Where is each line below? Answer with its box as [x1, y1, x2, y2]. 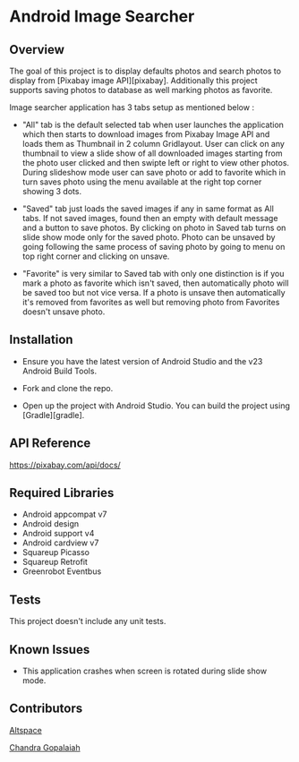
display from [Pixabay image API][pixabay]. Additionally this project [9, 75, 258, 86]
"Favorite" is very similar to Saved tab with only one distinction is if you [21, 269, 285, 278]
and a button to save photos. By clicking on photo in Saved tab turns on [21, 222, 286, 233]
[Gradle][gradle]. [21, 409, 85, 420]
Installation [9, 332, 73, 347]
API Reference [9, 436, 91, 451]
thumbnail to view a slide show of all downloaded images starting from [21, 148, 283, 158]
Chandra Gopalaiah [9, 741, 81, 753]
